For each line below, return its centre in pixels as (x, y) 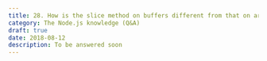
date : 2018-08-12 (37, 38)
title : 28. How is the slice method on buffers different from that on (129, 15)
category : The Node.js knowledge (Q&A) (74, 23)
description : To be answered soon (66, 45)
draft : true (28, 30)
